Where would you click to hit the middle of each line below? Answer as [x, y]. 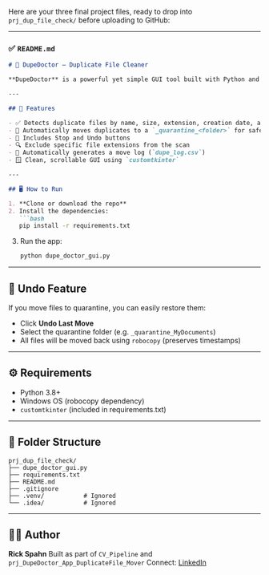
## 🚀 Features [32, 108]
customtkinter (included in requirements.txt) [93, 409]
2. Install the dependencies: [59, 211]
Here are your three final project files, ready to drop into [100, 12]
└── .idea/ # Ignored [62, 503]
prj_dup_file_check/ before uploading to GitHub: [89, 20]
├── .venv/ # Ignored [62, 496]
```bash [32, 219]
